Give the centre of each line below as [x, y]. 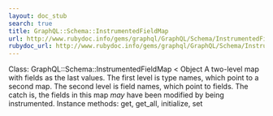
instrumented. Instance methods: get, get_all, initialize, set [106, 104]
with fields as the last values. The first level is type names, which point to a [134, 78]
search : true [30, 24]
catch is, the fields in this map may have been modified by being [117, 95]
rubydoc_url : [30, 46]
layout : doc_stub [38, 16]
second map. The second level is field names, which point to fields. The [128, 87]
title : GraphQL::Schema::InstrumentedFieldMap [89, 31]
